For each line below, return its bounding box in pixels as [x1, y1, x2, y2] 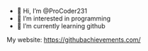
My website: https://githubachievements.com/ [6, 35, 141, 44]
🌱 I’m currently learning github [16, 22, 106, 30]
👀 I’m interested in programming [16, 14, 111, 23]
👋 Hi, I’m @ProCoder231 [16, 7, 88, 15]
